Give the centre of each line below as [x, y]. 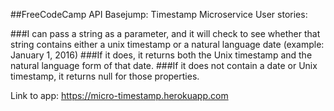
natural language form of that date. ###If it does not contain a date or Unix [164, 65]
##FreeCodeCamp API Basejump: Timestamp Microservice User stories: [159, 14]
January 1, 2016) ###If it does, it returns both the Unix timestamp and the [161, 55]
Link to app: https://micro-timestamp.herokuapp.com [119, 95]
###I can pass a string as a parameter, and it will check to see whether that [165, 33]
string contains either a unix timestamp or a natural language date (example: [167, 44]
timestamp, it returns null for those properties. [105, 76]
